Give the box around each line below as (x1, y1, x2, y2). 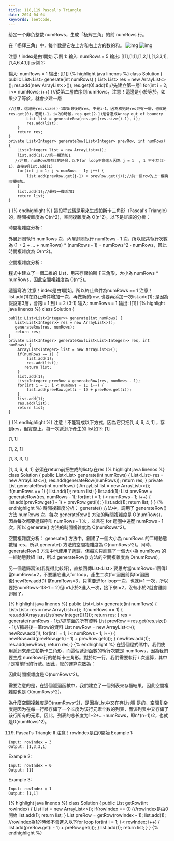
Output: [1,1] (8, 791, 39, 796)
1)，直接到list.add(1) (8, 164, 53, 169)
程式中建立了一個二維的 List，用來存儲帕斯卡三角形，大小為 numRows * (8, 270, 158, 276)
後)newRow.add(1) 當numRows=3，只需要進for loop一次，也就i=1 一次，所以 (8, 578, 168, 584)
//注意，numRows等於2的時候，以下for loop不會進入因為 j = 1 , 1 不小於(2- (15, 158, 166, 163)
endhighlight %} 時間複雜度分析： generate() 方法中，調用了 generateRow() (8, 505, 167, 511)
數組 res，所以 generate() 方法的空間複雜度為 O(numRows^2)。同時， (8, 542, 155, 548)
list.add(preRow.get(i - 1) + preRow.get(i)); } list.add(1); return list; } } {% (8, 825, 159, 831)
